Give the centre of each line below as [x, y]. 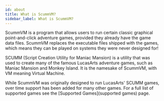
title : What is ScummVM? [31, 14]
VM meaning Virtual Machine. [35, 74]
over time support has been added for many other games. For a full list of [79, 88]
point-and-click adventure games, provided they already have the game [78, 38]
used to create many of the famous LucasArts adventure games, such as [79, 63]
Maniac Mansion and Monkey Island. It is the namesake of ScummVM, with [81, 68]
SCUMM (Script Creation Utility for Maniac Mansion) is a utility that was [78, 58]
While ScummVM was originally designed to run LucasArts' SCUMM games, [82, 83]
